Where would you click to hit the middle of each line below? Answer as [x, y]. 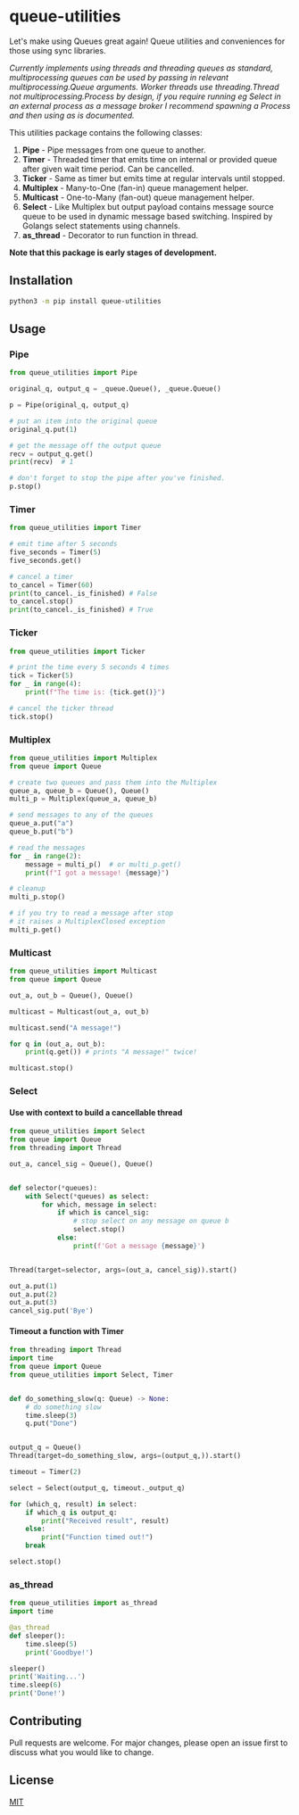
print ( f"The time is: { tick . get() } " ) [96, 692]
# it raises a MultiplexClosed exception [87, 922]
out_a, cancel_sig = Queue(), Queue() [81, 1164]
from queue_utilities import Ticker [77, 651]
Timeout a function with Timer [67, 1330]
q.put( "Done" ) [51, 1424]
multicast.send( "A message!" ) [66, 1028]
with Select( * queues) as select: [87, 1196]
